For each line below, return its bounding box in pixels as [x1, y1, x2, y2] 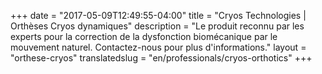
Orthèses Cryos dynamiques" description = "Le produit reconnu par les [10, 20, 305, 32]
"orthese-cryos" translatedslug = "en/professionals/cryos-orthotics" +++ [10, 52, 313, 64]
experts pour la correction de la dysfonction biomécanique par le [10, 31, 278, 42]
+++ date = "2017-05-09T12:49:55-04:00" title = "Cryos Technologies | [10, 10, 307, 21]
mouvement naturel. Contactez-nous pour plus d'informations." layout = [10, 41, 307, 53]
